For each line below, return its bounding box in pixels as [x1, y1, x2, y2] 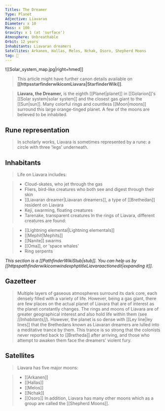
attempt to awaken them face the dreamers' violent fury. [17, 337, 132, 343]
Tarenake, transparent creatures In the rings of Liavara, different [24, 213, 155, 218]
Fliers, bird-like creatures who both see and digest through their [24, 187, 155, 192]
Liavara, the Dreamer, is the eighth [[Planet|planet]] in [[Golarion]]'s [17, 91, 156, 96]
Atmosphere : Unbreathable [5, 35, 58, 40]
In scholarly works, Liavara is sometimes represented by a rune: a [17, 139, 151, 145]
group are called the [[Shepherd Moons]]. [24, 400, 109, 406]
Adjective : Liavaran [5, 16, 48, 21]
